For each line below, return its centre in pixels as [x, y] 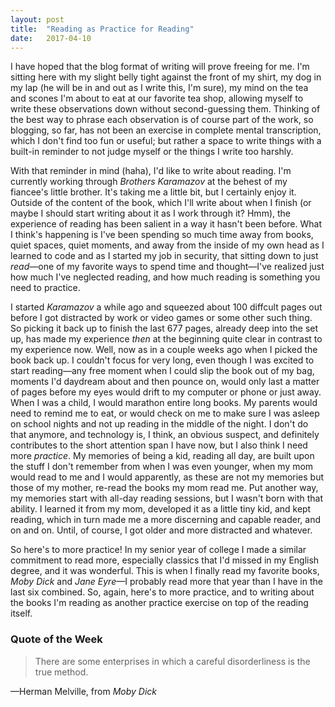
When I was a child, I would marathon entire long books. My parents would [164, 403]
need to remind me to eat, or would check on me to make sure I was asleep [165, 413]
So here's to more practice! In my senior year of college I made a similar [158, 550]
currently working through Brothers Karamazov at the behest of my [149, 182]
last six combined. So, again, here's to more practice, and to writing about [162, 592]
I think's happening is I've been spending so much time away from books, [162, 235]
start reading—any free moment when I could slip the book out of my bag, [162, 371]
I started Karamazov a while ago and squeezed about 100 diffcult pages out [166, 307]
